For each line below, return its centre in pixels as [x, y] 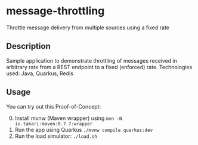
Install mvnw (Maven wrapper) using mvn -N [68, 118]
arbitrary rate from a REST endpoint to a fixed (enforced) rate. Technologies [99, 67]
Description [28, 46]
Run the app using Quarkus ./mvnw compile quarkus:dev [84, 129]
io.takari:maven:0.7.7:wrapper [54, 124]
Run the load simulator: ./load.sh [56, 136]
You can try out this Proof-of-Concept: [54, 106]
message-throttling [55, 11]
